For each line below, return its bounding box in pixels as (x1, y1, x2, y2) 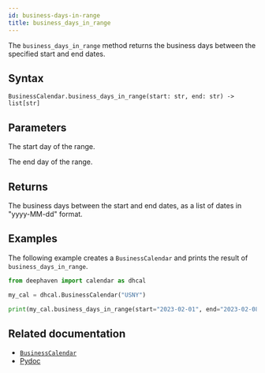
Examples (8, 232, 58, 245)
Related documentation (8, 326, 126, 340)
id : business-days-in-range (8, 11, 101, 20)
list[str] (8, 99, 41, 107)
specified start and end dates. (8, 49, 106, 58)
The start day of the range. (8, 142, 96, 151)
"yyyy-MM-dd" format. (8, 209, 83, 218)
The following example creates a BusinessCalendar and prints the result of (8, 253, 248, 263)
